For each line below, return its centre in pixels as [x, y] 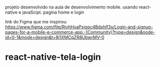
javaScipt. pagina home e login [53, 12]
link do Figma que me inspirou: [36, 22]
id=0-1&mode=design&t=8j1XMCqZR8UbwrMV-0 [55, 37]
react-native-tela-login [53, 57]
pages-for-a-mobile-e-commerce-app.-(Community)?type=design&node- [80, 32]
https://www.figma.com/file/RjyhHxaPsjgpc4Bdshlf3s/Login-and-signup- [79, 27]
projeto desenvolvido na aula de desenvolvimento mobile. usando [71, 7]
